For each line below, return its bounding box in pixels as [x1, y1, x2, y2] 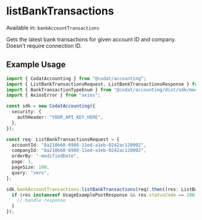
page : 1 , [11, 159, 34, 165]
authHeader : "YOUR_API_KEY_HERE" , [17, 114, 103, 120]
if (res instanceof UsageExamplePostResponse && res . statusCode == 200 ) [11, 192, 198, 198]
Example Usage [6, 60, 66, 70]
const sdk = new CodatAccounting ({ [6, 103, 96, 109]
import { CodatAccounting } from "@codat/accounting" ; [6, 75, 147, 82]
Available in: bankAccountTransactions [6, 24, 100, 31]
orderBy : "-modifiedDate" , [11, 153, 79, 159]
